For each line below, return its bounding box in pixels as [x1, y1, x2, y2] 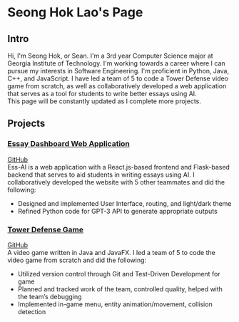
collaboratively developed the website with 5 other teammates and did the [7, 177, 225, 186]
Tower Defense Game [7, 224, 84, 234]
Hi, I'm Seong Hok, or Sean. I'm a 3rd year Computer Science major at [7, 51, 213, 60]
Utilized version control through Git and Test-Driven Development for [17, 269, 220, 278]
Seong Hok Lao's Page [7, 4, 143, 21]
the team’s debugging [17, 292, 82, 301]
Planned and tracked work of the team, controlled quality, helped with [17, 284, 223, 293]
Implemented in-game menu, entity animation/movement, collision [17, 300, 213, 308]
